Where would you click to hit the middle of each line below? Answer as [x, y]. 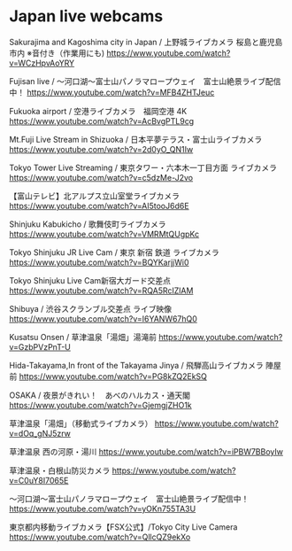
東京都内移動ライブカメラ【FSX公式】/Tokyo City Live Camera [123, 527]
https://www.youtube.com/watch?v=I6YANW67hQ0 [103, 318]
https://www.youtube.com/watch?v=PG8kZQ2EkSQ [113, 376]
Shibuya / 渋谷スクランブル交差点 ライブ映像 [91, 308]
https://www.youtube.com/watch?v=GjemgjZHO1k [100, 405]
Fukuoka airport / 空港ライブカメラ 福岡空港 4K [98, 111]
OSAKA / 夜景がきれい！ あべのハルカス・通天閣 [100, 395]
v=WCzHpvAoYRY [42, 63]
